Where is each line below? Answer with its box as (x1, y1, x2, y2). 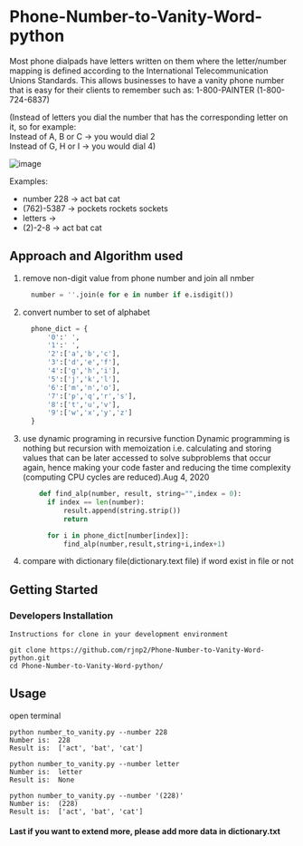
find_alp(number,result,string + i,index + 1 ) (62, 540, 226, 549)
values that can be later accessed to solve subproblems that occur (22, 452, 271, 463)
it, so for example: (9, 121, 77, 132)
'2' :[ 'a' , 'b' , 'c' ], (46, 349, 120, 359)
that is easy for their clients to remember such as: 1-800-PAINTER (9, 84, 255, 95)
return (62, 514, 89, 523)
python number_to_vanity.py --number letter (9, 759, 180, 768)
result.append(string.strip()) (62, 506, 181, 515)
